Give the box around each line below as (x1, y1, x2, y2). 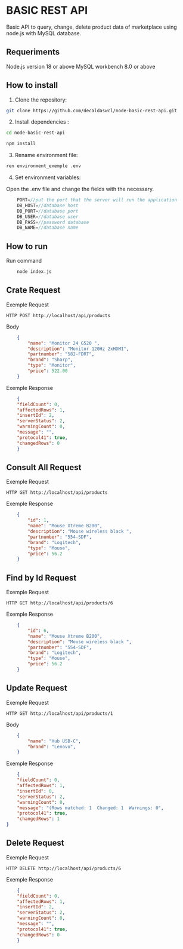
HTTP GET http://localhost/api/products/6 (6, 600, 113, 606)
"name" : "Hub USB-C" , (27, 738, 82, 744)
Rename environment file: (14, 152, 78, 159)
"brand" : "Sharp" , (27, 357, 73, 363)
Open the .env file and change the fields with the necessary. (6, 186, 154, 193)
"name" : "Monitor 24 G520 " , (27, 340, 100, 346)
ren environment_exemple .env (6, 163, 82, 169)
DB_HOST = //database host (17, 202, 79, 208)
